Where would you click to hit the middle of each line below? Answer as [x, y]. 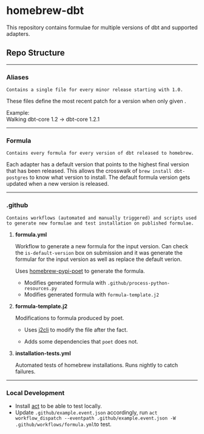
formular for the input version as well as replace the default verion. [98, 259]
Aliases [18, 77]
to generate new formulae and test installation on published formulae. [100, 223]
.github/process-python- [138, 283]
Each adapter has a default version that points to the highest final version [98, 164]
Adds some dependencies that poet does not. [81, 341]
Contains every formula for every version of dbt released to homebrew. [100, 153]
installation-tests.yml [43, 353]
